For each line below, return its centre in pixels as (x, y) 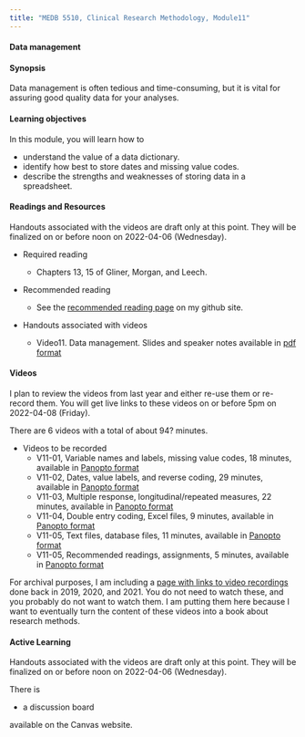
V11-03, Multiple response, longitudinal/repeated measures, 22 (154, 497)
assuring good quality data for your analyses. (94, 98)
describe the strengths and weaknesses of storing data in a (134, 176)
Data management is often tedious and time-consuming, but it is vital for (145, 88)
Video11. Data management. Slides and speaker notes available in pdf (166, 342)
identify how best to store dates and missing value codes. (131, 166)
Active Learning (40, 642)
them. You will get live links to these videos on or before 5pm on (156, 403)
